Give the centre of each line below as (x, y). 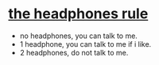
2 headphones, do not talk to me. (74, 52)
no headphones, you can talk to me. (78, 36)
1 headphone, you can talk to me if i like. (85, 44)
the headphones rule (78, 14)
